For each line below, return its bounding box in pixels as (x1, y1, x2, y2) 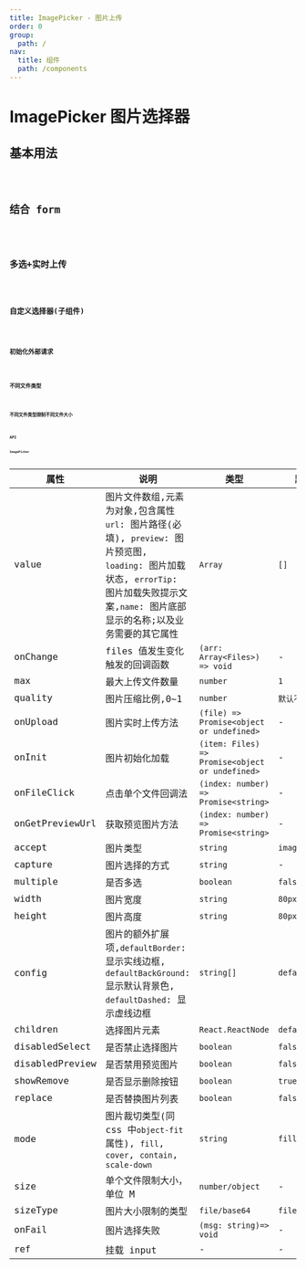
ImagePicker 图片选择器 (9, 107, 190, 128)
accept (14, 842, 47, 854)
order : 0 (9, 22, 43, 31)
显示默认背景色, (105, 980, 176, 991)
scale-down (105, 1159, 153, 1169)
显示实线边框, (105, 955, 167, 968)
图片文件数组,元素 (105, 490, 185, 503)
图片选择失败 (105, 1224, 161, 1237)
